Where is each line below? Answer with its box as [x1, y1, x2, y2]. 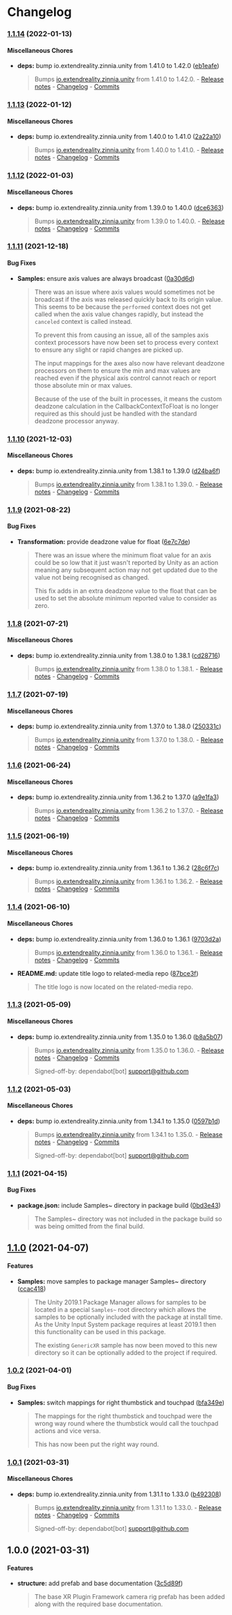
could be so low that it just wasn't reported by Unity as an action [34, 558, 219, 566]
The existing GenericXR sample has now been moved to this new [34, 1341, 218, 1349]
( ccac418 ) [17, 1284, 46, 1293]
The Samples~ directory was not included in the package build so [34, 1214, 222, 1223]
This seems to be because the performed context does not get [34, 302, 211, 311]
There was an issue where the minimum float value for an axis [34, 550, 212, 559]
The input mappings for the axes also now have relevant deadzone [34, 359, 225, 367]
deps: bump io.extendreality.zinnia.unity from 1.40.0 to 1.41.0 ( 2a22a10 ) [17, 133, 222, 141]
